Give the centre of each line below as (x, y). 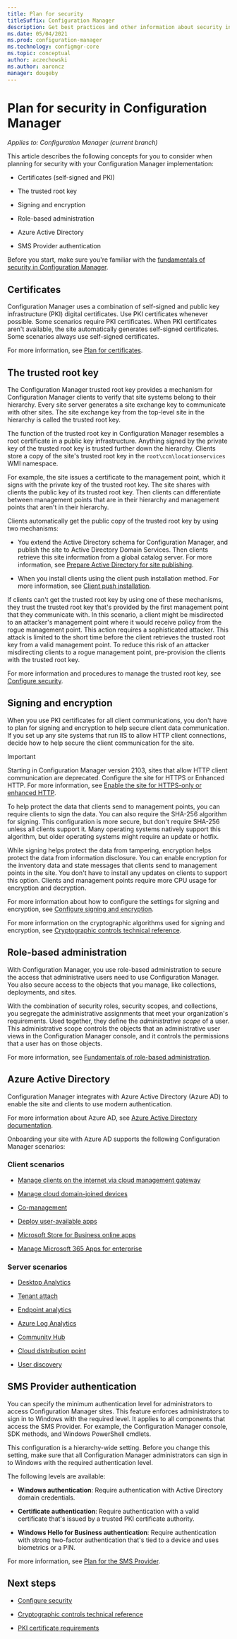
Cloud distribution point (51, 1351)
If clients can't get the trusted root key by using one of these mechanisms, (115, 600)
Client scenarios (36, 1164)
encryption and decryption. (47, 888)
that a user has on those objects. (55, 1043)
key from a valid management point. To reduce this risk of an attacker (108, 645)
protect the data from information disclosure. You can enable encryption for (117, 857)
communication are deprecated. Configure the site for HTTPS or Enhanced (116, 777)
